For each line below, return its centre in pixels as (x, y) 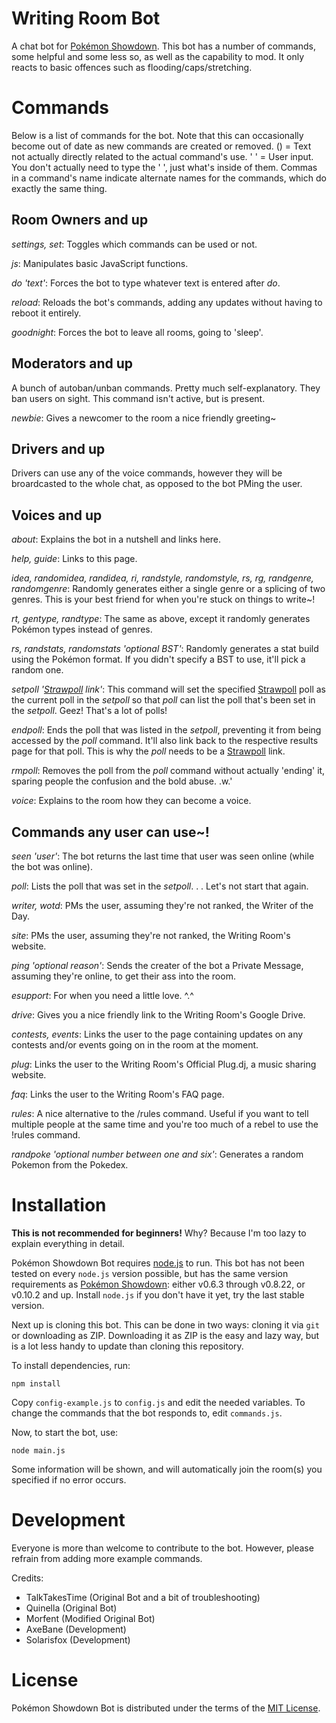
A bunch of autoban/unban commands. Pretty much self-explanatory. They (166, 388)
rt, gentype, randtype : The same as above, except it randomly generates (161, 619)
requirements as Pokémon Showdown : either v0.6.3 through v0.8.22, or (158, 1284)
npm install (36, 1383)
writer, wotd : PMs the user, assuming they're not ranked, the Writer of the (162, 905)
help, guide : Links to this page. (74, 559)
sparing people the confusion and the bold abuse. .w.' (122, 781)
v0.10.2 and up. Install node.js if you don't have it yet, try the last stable (158, 1294)
